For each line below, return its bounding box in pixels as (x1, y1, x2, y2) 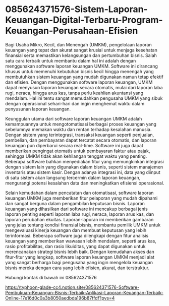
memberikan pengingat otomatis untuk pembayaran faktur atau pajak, (5, 148, 150, 154)
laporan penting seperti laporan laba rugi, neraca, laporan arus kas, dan (5, 211, 154, 217)
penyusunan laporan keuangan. (5, 106, 71, 112)
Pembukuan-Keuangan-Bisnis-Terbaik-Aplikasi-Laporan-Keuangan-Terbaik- (5, 289, 164, 295)
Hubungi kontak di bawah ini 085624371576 (5, 274, 97, 280)
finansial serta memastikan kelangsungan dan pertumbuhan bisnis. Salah (5, 52, 157, 58)
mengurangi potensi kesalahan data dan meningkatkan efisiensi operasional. (5, 180, 164, 186)
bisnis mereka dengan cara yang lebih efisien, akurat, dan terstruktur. (5, 265, 150, 271)
